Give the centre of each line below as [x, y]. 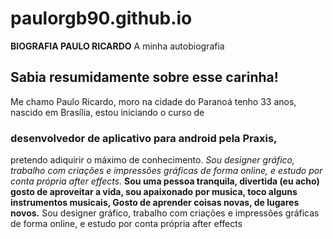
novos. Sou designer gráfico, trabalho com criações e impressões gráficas [165, 213]
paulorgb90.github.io [101, 18]
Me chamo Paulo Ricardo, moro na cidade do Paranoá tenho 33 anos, [153, 101]
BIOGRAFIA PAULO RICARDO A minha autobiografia [117, 46]
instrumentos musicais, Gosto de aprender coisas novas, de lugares [155, 203]
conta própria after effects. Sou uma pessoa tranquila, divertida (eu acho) [165, 181]
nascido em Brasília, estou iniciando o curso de [107, 112]
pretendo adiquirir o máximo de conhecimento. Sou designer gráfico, [153, 160]
